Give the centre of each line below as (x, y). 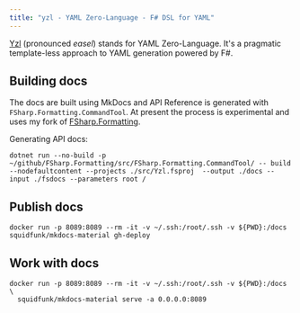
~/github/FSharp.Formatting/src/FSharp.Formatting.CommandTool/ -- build (150, 164)
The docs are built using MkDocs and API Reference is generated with (139, 103)
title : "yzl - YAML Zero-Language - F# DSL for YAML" (112, 18)
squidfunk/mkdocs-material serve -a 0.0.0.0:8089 (112, 300)
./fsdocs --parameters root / (89, 179)
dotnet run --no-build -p (57, 156)
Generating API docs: (49, 139)
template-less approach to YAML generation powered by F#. (121, 53)
